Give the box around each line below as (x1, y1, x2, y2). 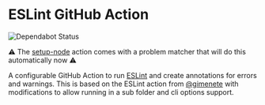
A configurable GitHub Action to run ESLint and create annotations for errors (8, 70, 257, 80)
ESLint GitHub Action (8, 6, 149, 24)
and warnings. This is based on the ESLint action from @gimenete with (8, 79, 239, 88)
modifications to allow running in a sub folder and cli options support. (8, 87, 235, 96)
